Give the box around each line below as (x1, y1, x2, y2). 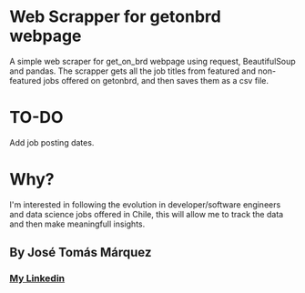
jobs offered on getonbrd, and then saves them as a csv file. (43, 75, 269, 86)
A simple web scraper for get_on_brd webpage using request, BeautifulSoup (9, 56, 296, 66)
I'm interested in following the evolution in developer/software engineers (9, 198, 281, 210)
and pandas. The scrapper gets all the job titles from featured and (9, 66, 257, 76)
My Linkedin (9, 272, 66, 285)
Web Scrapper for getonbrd (9, 6, 221, 27)
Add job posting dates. (9, 136, 95, 147)
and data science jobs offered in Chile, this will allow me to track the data (9, 208, 284, 219)
